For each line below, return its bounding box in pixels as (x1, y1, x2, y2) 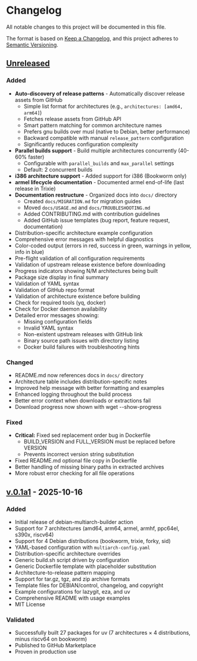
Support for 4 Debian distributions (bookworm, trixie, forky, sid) (14, 537, 171, 544)
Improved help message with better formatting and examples (14, 384, 165, 391)
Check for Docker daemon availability (14, 305, 107, 312)
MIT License (14, 600, 46, 608)
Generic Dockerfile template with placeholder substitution (14, 563, 157, 570)
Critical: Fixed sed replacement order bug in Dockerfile (14, 432, 151, 439)
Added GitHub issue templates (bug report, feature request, (23, 216, 170, 224)
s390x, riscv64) (14, 531, 54, 538)
